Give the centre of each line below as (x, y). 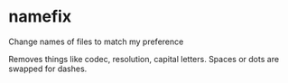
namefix (40, 17)
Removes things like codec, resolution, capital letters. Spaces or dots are (144, 59)
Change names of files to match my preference (96, 41)
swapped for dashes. (48, 69)
